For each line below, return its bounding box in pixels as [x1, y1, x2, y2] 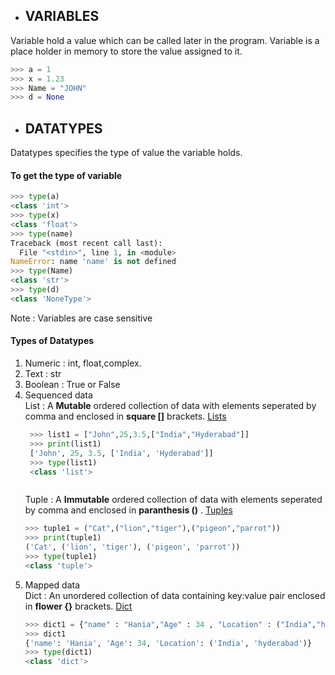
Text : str [24, 368, 62, 380]
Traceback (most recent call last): [10, 238, 163, 248]
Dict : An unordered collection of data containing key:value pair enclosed [24, 589, 326, 601]
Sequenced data [24, 389, 93, 401]
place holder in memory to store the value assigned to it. [10, 45, 243, 57]
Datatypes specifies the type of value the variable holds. [10, 147, 243, 159]
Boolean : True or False [24, 379, 121, 391]
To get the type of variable [10, 169, 123, 181]
